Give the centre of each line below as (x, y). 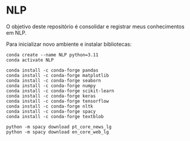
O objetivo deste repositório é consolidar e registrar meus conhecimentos (95, 26)
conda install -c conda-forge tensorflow (58, 101)
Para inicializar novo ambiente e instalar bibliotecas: (69, 44)
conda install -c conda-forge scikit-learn (60, 91)
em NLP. (16, 32)
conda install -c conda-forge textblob (55, 116)
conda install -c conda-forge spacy (51, 111)
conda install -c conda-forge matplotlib (58, 75)
